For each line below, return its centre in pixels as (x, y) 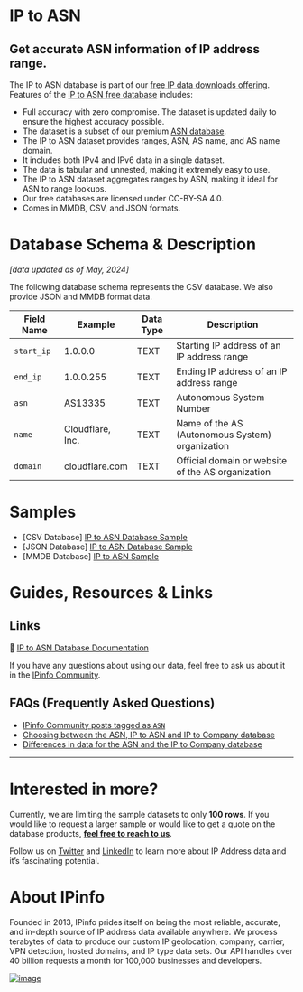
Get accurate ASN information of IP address (134, 49)
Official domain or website (232, 460)
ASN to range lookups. (64, 189)
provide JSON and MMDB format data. (81, 296)
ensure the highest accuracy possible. (93, 122)
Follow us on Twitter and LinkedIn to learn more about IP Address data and (148, 851)
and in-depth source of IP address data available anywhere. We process (143, 931)
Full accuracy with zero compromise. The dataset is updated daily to (149, 112)
